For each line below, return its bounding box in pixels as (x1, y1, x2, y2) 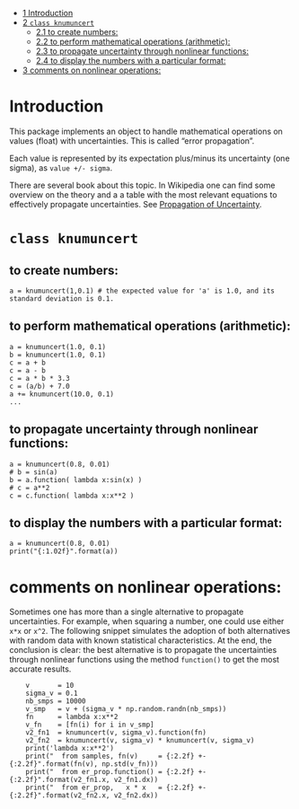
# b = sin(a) (9, 467, 58, 477)
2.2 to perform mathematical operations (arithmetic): (35, 36, 231, 47)
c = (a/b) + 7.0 (9, 382, 70, 391)
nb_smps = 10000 (25, 697, 87, 706)
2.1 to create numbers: (35, 27, 119, 37)
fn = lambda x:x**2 (25, 713, 119, 722)
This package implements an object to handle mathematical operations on (9, 126, 283, 136)
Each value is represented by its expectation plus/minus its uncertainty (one (9, 153, 290, 163)
